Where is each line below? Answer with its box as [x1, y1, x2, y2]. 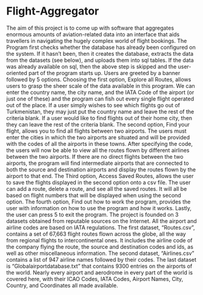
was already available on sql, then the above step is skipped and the [6, 62, 177, 70]
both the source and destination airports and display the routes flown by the [6, 165, 196, 173]
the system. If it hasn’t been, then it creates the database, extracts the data [6, 50, 194, 57]
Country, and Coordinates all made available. [6, 282, 118, 289]
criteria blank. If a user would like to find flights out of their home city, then [6, 114, 193, 122]
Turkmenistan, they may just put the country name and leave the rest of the [6, 108, 195, 115]
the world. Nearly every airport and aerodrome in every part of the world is [6, 268, 193, 276]
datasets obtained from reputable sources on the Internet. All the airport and [6, 217, 197, 225]
